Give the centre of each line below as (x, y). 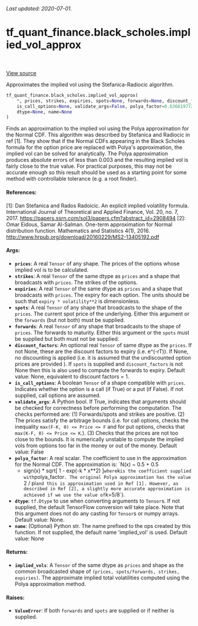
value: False (29, 452)
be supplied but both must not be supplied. (67, 338)
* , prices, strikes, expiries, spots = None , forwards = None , (91, 101)
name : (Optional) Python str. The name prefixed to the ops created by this (103, 526)
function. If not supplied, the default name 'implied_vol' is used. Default (101, 532)
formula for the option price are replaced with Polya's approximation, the (94, 148)
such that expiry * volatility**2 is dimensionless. (77, 301)
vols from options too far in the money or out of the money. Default (96, 445)
